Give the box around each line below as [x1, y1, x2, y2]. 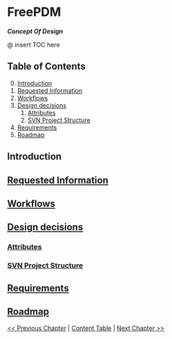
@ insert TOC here [7, 40, 60, 49]
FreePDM [7, 4, 61, 20]
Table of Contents [7, 60, 86, 73]
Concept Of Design [7, 27, 64, 35]
